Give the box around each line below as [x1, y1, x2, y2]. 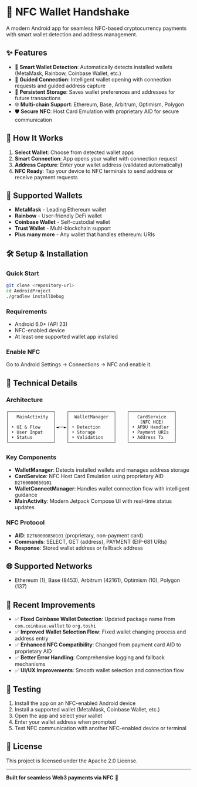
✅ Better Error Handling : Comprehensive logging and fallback [14, 654, 165, 661]
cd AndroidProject [6, 288, 51, 294]
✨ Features [6, 48, 47, 58]
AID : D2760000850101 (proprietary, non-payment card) [14, 532, 144, 539]
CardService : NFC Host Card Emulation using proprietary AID [14, 473, 164, 480]
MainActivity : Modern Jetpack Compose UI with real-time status [14, 498, 172, 505]
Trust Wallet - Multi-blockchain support [14, 225, 111, 232]
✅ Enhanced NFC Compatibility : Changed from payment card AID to [14, 641, 182, 648]
